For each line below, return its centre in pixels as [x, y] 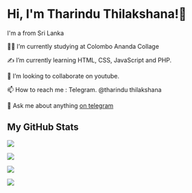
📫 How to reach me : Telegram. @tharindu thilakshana [85, 89]
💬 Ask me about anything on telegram [60, 105]
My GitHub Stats [43, 127]
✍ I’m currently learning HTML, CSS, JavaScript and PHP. [89, 60]
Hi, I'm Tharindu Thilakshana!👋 [97, 14]
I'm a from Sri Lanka [36, 33]
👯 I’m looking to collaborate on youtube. [63, 76]
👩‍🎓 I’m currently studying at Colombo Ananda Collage [83, 46]
